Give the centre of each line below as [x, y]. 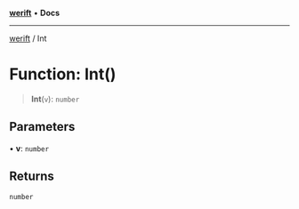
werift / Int [28, 38]
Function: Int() [63, 74]
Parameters [42, 127]
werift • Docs [35, 13]
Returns [32, 177]
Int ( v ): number [55, 99]
